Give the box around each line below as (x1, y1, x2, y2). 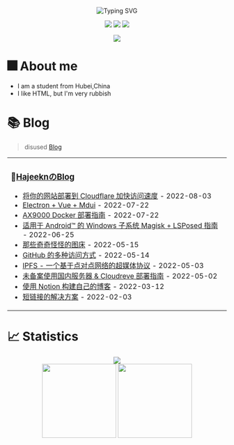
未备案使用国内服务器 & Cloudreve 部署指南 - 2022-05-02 (22, 271, 218, 281)
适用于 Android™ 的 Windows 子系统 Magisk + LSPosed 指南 (22, 220, 218, 230)
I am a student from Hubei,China (17, 81, 111, 90)
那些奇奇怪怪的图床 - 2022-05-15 (22, 240, 139, 249)
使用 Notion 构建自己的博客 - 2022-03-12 (22, 281, 165, 291)
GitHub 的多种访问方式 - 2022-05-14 (22, 250, 150, 260)
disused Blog (24, 143, 63, 151)
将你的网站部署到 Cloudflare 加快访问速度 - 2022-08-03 (22, 191, 212, 201)
